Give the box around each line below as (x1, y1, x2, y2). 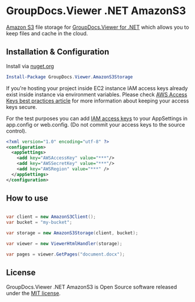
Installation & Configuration (6, 47, 110, 57)
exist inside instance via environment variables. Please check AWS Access (6, 91, 187, 98)
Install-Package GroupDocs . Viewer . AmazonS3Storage (6, 74, 133, 80)
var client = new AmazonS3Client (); (6, 214, 96, 220)
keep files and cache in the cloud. (6, 29, 88, 36)
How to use (6, 193, 48, 204)
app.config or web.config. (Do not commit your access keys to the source (6, 121, 186, 128)
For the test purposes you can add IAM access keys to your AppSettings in (6, 115, 188, 122)
